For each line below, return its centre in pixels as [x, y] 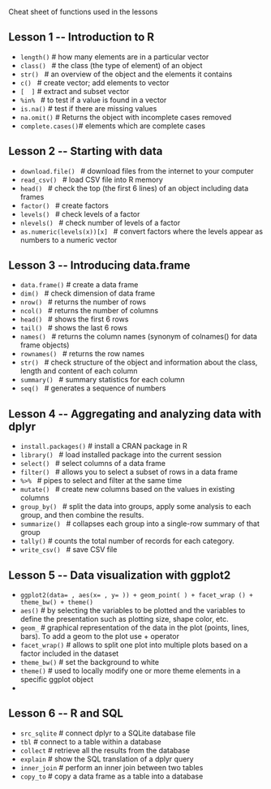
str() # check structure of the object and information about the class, [139, 362]
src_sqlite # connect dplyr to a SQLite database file [108, 733]
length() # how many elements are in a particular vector [114, 57]
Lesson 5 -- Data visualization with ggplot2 [120, 575]
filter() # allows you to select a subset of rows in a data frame [129, 472]
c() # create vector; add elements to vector [95, 82]
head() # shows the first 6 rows [74, 319]
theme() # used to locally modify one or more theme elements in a [130, 671]
